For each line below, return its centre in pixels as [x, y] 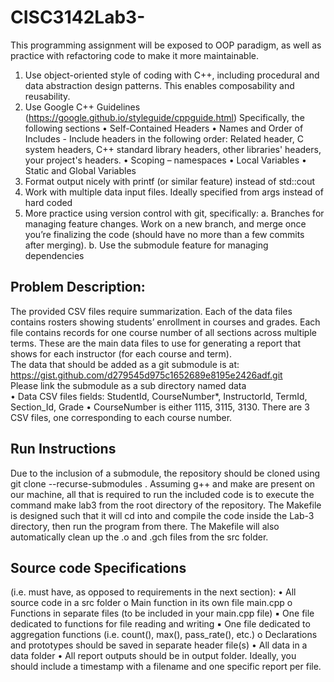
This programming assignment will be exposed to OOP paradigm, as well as [166, 45]
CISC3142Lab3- [78, 17]
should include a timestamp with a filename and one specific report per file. [166, 667]
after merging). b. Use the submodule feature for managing [146, 245]
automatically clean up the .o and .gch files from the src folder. [139, 537]
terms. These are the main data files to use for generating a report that [155, 343]
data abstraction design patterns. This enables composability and [159, 85]
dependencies [54, 255]
